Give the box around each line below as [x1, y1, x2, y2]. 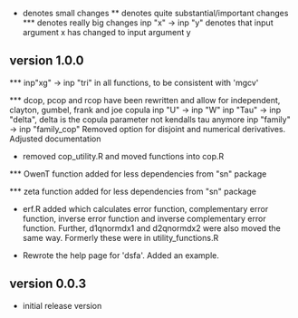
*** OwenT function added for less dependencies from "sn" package [9, 168, 267, 179]
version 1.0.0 [9, 53, 84, 69]
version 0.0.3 [9, 276, 87, 292]
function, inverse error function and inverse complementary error [22, 213, 266, 224]
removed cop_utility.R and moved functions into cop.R [22, 150, 225, 161]
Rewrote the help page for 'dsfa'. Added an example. [22, 249, 219, 261]
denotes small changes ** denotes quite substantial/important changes [22, 8, 289, 18]
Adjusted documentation [9, 133, 101, 144]
